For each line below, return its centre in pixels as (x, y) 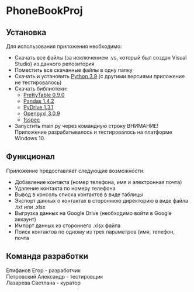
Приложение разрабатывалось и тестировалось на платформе (93, 132)
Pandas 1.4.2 (39, 101)
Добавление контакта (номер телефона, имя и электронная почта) (98, 182)
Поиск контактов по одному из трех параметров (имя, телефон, (95, 231)
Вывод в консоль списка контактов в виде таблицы (79, 194)
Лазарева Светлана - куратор (43, 283)
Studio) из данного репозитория (54, 64)
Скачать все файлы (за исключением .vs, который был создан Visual (101, 58)
